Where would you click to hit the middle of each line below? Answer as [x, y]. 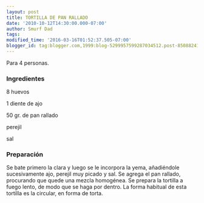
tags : [13, 35]
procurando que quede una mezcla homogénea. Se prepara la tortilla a [95, 181]
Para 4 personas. [28, 63]
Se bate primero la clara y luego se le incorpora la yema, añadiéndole [93, 168]
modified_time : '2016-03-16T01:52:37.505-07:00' [69, 40]
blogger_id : [21, 46]
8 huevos [18, 92]
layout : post [23, 12]
